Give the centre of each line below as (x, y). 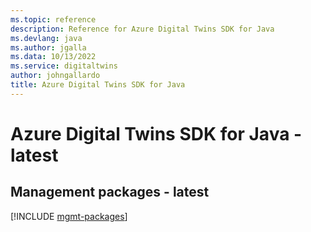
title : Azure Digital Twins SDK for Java (98, 85)
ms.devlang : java (46, 38)
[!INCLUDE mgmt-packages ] (69, 216)
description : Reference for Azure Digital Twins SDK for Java (142, 29)
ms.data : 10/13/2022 (53, 57)
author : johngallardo (55, 76)
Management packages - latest (110, 192)
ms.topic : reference (53, 19)
